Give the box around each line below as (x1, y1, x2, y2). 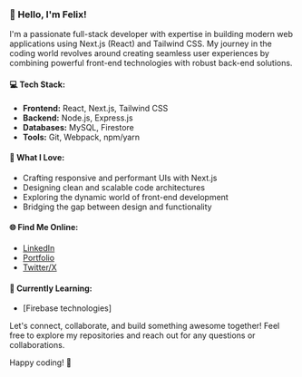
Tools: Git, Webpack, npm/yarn (22, 131, 141, 142)
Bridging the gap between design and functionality (22, 201, 212, 212)
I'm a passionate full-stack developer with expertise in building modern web (9, 29, 293, 40)
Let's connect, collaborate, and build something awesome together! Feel (9, 321, 280, 332)
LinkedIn (22, 242, 55, 253)
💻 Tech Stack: (9, 79, 66, 90)
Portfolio (22, 252, 55, 263)
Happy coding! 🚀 (9, 357, 73, 368)
